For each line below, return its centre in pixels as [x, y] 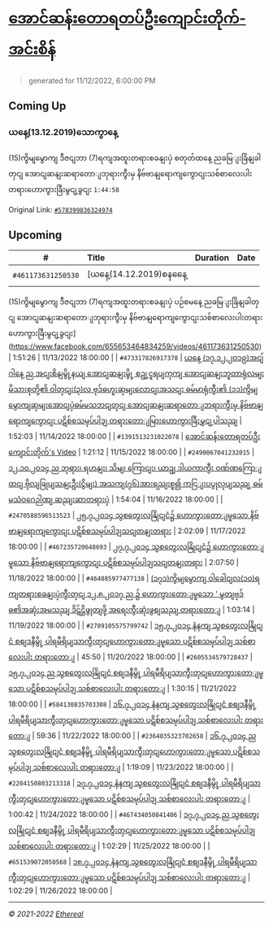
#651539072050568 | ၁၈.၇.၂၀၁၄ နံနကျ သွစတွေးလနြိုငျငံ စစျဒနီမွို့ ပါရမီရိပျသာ [133, 862]
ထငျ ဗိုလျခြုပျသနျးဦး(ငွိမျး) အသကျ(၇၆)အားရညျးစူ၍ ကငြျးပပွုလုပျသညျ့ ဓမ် [136, 484]
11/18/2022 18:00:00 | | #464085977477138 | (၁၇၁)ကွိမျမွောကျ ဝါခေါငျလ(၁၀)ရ [134, 578]
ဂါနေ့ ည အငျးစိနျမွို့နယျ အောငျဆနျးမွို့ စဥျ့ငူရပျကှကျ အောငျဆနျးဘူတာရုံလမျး [136, 373]
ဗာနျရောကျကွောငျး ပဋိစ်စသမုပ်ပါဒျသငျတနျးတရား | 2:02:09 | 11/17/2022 [127, 531]
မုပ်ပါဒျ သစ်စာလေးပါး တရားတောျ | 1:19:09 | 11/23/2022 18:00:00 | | [121, 767]
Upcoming [35, 235]
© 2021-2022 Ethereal [46, 914]
